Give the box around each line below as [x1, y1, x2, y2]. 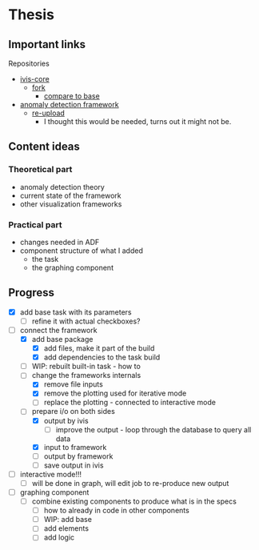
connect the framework [19, 325, 98, 335]
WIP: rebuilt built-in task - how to [31, 362, 141, 371]
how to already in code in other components [43, 506, 189, 516]
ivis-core [19, 74, 50, 83]
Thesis [8, 6, 54, 24]
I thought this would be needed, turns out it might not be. [43, 117, 232, 126]
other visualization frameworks [19, 199, 122, 209]
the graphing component [31, 263, 114, 272]
